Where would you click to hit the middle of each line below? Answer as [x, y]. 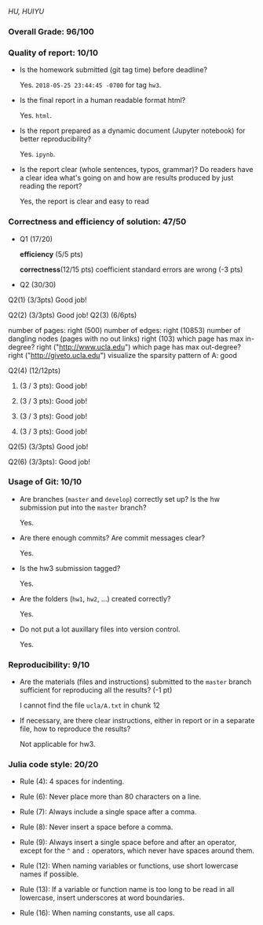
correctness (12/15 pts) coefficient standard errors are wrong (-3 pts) [131, 269]
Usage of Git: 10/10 [45, 482]
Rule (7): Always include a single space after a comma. [108, 812]
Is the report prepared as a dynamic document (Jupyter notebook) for [132, 131]
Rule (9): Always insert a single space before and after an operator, [128, 843]
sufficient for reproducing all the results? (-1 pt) [96, 690]
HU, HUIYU [26, 11]
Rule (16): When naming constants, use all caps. [97, 913]
